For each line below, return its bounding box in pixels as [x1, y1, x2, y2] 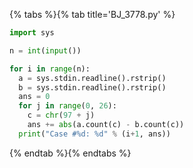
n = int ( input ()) [9, 45, 82, 56]
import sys [9, 28, 55, 38]
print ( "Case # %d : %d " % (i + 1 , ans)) [18, 129, 171, 139]
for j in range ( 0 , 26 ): [18, 101, 117, 111]
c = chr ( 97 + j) [27, 110, 96, 121]
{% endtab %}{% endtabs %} [9, 147, 132, 159]
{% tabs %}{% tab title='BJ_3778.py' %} [9, 9, 176, 20]
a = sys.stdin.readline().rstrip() [18, 73, 167, 83]
